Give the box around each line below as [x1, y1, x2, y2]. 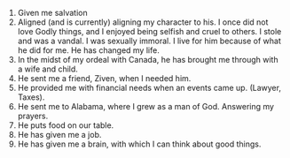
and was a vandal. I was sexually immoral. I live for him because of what [17, 35, 282, 46]
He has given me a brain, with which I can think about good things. [17, 139, 262, 149]
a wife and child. [17, 64, 78, 74]
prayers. [17, 110, 49, 121]
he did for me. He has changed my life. [17, 45, 160, 56]
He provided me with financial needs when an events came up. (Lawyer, [17, 83, 282, 93]
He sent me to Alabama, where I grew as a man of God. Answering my [17, 102, 275, 111]
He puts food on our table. [17, 120, 114, 131]
